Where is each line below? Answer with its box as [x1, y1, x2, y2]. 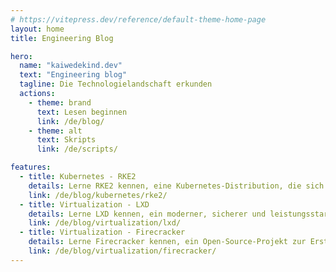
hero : [10, 51, 33, 61]
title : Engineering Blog [10, 33, 114, 43]
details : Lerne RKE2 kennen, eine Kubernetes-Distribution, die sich [28, 181, 325, 191]
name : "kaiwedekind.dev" [19, 61, 123, 71]
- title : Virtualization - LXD [19, 199, 150, 210]
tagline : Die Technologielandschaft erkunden [19, 79, 213, 90]
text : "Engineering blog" [19, 70, 128, 80]
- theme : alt [28, 126, 83, 136]
